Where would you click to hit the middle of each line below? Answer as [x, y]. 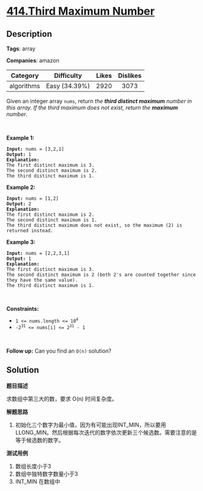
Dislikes [130, 76]
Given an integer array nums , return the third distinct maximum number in [99, 101]
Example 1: [21, 138]
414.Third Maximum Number [81, 11]
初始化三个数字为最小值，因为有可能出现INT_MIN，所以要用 [91, 425]
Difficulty [68, 76]
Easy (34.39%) [68, 86]
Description [29, 34]
